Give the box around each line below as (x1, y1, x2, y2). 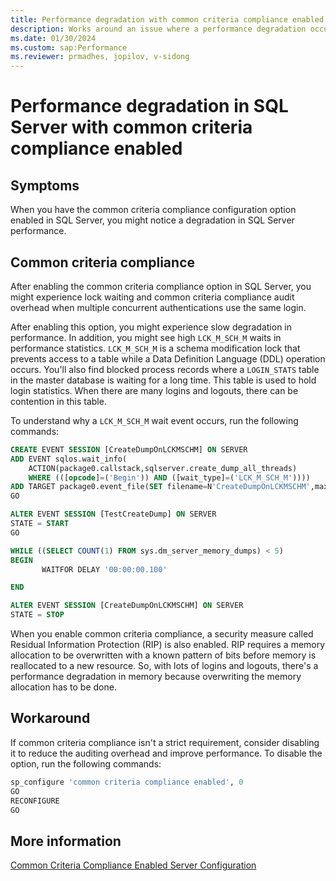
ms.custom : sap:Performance (10, 42, 128, 53)
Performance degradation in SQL (10, 95, 289, 118)
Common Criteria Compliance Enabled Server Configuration (10, 859, 257, 871)
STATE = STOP (10, 610, 65, 620)
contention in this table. (10, 395, 107, 407)
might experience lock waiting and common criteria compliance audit (10, 291, 295, 303)
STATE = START (10, 519, 70, 529)
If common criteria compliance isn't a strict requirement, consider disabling (10, 736, 320, 748)
